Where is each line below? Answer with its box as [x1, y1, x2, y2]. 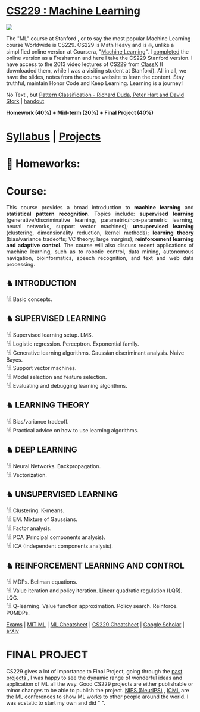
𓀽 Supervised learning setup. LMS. [6, 331, 93, 338]
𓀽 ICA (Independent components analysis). [6, 542, 113, 550]
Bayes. [6, 356, 23, 363]
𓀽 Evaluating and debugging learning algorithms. [6, 382, 128, 389]
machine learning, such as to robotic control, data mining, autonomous [6, 248, 194, 255]
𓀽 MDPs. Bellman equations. [6, 578, 77, 585]
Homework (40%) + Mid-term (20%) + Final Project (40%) [6, 109, 154, 116]
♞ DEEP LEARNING [6, 445, 77, 455]
